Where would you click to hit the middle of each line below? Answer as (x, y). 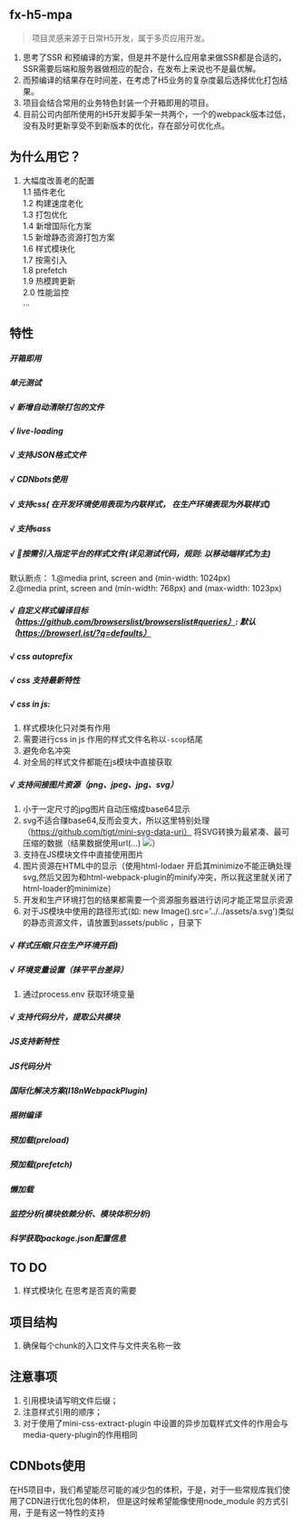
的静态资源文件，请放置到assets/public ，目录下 (112, 923)
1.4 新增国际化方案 (57, 225)
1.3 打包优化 (45, 214)
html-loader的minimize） (69, 888)
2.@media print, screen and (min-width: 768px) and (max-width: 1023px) (146, 588)
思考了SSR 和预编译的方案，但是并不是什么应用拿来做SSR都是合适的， (154, 57)
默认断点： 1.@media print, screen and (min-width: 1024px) (120, 578)
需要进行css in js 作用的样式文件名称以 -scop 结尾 (112, 739)
